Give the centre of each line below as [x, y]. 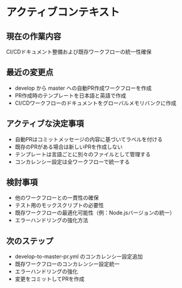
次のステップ [30, 241]
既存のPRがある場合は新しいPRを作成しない [69, 147]
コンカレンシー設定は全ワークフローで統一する [72, 162]
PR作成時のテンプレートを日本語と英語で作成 [70, 95]
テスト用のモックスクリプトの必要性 [59, 205]
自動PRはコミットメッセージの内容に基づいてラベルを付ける [89, 139]
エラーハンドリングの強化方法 [51, 220]
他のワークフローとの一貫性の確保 [57, 198]
